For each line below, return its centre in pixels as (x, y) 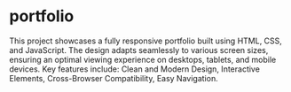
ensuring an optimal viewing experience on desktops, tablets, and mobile (143, 59)
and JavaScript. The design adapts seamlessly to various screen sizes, (139, 50)
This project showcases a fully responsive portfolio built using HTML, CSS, (145, 41)
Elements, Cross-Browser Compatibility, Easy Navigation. (114, 78)
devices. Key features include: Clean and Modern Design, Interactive (134, 69)
